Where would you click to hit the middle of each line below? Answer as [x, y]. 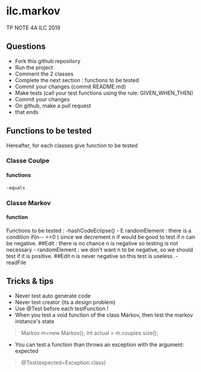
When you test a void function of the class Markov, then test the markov [104, 315]
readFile [16, 262]
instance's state [34, 321]
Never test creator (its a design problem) [65, 302]
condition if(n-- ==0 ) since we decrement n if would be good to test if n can [101, 237]
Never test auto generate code [53, 296]
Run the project [34, 67]
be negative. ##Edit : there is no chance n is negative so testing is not [92, 243]
